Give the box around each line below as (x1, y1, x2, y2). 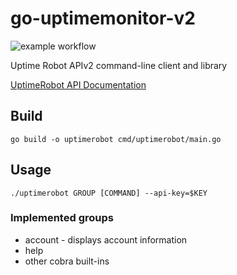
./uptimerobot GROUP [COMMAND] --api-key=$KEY (10, 188, 208, 198)
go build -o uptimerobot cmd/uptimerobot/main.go (10, 134, 222, 144)
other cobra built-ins (24, 255, 110, 267)
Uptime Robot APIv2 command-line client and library (10, 59, 228, 71)
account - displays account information (24, 233, 188, 246)
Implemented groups (10, 211, 114, 225)
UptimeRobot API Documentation (10, 78, 147, 91)
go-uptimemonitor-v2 (10, 7, 196, 30)
